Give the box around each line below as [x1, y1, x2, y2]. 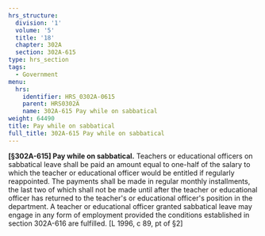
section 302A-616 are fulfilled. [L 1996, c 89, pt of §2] [8, 219, 183, 228]
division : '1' [15, 19, 62, 27]
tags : [8, 63, 26, 71]
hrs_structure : [8, 11, 59, 20]
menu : [8, 78, 26, 86]
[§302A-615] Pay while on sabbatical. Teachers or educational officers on [8, 151, 253, 161]
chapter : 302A [15, 41, 62, 49]
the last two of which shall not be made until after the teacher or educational [8, 185, 258, 194]
